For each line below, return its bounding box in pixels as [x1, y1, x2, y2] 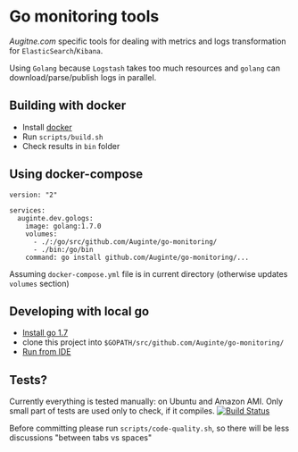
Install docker [21, 121, 73, 132]
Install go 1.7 [21, 328, 69, 339]
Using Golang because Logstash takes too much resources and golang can [9, 63, 281, 73]
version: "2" [9, 190, 58, 199]
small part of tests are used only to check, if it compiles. [9, 406, 216, 416]
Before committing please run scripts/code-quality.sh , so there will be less [9, 423, 290, 434]
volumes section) [9, 278, 70, 289]
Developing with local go [9, 304, 150, 319]
